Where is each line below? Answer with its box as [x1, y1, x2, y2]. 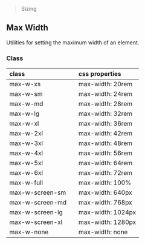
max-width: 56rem [78, 149, 133, 157]
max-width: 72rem [78, 169, 133, 177]
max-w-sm [9, 90, 43, 98]
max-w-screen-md [9, 198, 67, 207]
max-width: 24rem [78, 90, 133, 98]
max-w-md [9, 100, 43, 108]
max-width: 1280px [78, 218, 137, 226]
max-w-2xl [9, 129, 43, 138]
